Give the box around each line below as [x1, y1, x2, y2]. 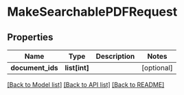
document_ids [10, 63, 58, 72]
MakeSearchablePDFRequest [7, 4, 178, 20]
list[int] [65, 63, 89, 72]
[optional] [141, 63, 173, 72]
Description [95, 52, 135, 61]
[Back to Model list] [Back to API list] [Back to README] [7, 81, 165, 89]
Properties [7, 31, 54, 43]
